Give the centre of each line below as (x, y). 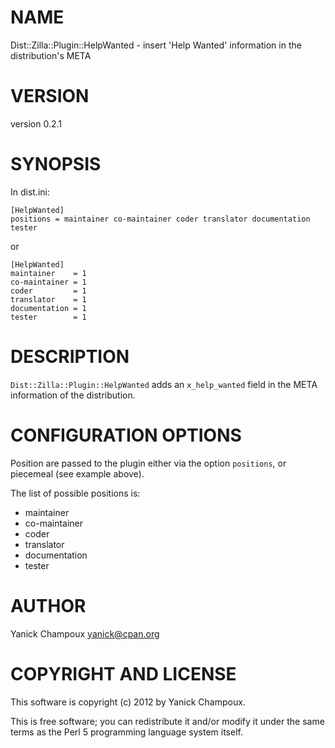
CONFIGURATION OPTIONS (126, 435)
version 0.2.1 (36, 123)
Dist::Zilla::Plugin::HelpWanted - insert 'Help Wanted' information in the (156, 45)
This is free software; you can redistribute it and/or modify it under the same (167, 721)
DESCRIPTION (70, 357)
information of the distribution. (73, 395)
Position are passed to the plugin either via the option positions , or (148, 463)
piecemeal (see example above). (77, 473)
